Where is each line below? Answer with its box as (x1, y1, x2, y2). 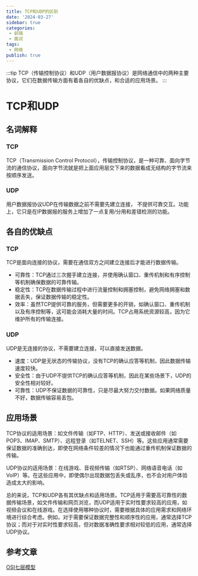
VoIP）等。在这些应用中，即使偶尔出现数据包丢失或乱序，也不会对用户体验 (6, 471, 188, 478)
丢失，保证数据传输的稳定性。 (19, 294, 93, 301)
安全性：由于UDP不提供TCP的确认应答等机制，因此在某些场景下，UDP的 (14, 372, 192, 379)
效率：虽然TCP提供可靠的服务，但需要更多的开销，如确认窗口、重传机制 (14, 301, 190, 308)
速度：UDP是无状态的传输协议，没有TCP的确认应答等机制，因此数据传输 (14, 357, 192, 364)
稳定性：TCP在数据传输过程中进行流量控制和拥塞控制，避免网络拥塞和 (14, 286, 186, 293)
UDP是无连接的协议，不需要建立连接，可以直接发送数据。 (6, 345, 146, 352)
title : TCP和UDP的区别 (6, 8, 58, 15)
